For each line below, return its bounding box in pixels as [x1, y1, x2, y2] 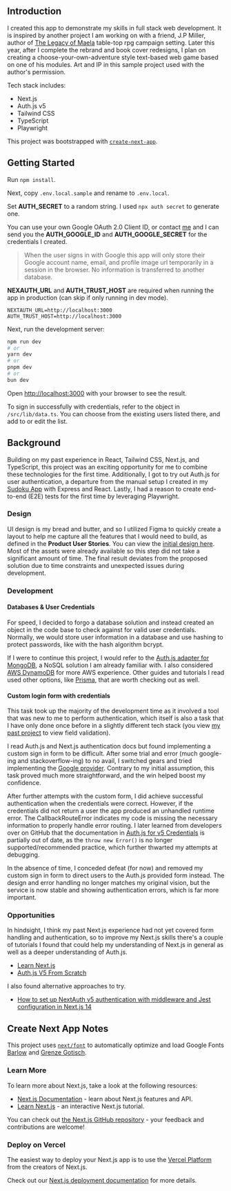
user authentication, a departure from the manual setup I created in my [7, 477, 208, 485]
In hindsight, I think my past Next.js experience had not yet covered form [7, 926, 214, 935]
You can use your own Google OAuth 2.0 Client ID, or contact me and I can [7, 223, 219, 231]
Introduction [7, 6, 62, 17]
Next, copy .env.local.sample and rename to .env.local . [7, 189, 170, 197]
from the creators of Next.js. [7, 1163, 88, 1171]
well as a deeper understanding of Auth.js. [7, 948, 128, 957]
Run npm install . [7, 175, 57, 183]
